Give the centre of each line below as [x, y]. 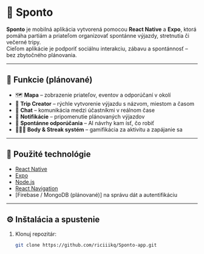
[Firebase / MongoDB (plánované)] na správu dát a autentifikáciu [96, 194]
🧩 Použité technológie [49, 154]
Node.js [25, 182]
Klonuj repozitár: [36, 234]
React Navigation [36, 188]
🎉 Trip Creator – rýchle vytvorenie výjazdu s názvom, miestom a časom [105, 103]
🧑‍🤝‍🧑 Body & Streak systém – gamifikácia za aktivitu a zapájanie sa [99, 129]
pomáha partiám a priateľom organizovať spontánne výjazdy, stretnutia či [98, 35]
